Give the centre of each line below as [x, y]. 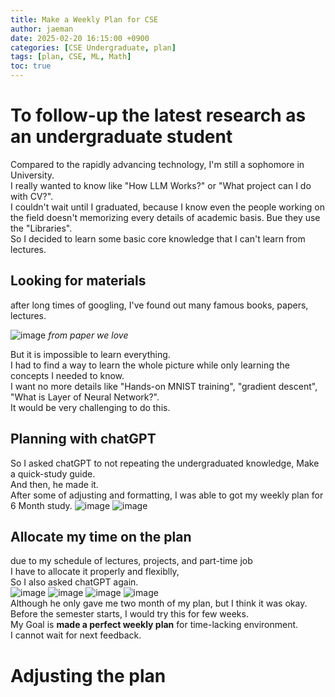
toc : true [31, 66]
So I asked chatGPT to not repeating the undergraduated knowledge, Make [165, 463]
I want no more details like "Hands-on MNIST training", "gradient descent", [164, 386]
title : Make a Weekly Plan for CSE [84, 19]
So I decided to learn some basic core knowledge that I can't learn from [158, 238]
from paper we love [88, 335]
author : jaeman [42, 29]
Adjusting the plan [88, 675]
